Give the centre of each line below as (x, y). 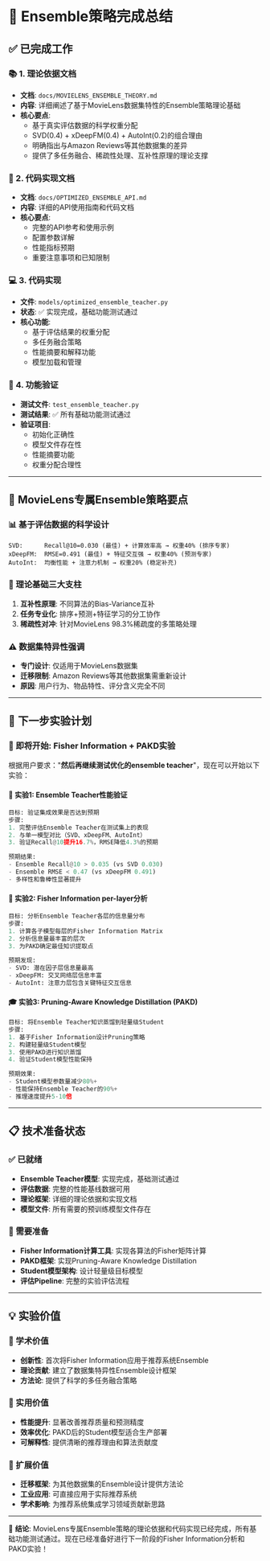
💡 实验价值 (35, 1316)
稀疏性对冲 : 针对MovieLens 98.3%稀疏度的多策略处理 (108, 623)
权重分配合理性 (57, 464)
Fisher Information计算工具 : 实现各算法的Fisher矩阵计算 (113, 1251)
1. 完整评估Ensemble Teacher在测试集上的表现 (78, 828)
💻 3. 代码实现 (35, 281)
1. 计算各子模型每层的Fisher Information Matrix (86, 931)
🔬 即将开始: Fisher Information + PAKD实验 (92, 746)
